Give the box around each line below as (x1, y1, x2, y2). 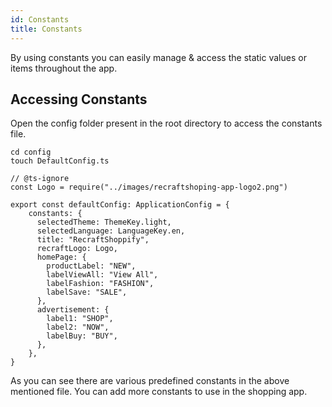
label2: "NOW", (46, 322, 110, 333)
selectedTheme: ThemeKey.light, (36, 217, 172, 228)
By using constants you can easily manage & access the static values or (10, 51, 307, 63)
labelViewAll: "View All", (46, 270, 159, 280)
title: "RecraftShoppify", (36, 235, 150, 245)
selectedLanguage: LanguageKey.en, (36, 226, 186, 236)
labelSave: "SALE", (46, 287, 128, 298)
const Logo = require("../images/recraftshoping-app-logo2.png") (10, 182, 288, 193)
